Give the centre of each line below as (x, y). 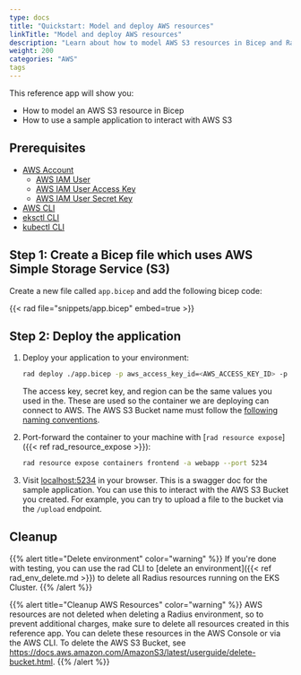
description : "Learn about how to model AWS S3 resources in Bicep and (146, 43)
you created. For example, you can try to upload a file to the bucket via (153, 499)
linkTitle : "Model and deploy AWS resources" (95, 34)
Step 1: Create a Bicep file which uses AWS (131, 255)
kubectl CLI (43, 227)
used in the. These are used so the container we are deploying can (146, 401)
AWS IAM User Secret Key (84, 198)
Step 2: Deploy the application (95, 336)
